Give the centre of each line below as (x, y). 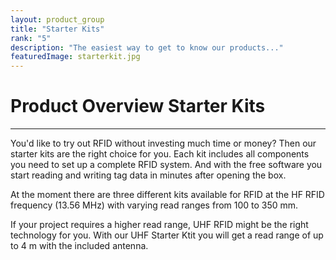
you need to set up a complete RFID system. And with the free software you (166, 165)
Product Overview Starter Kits (138, 106)
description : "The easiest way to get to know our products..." (147, 47)
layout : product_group (57, 19)
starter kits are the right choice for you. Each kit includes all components (160, 154)
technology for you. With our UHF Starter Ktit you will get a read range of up (167, 235)
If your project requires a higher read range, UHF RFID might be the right (159, 225)
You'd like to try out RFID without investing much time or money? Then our (163, 143)
